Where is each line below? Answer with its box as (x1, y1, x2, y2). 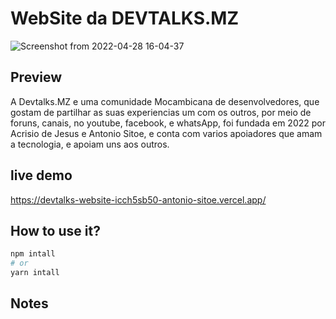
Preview (10, 69, 63, 86)
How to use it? (10, 222, 101, 239)
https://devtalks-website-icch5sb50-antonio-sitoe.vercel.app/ (10, 193, 267, 206)
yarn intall (10, 268, 60, 278)
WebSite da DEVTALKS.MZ (10, 7, 240, 30)
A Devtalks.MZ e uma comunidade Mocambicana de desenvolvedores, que (10, 95, 320, 107)
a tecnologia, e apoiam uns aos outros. (10, 138, 170, 150)
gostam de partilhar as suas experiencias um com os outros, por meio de (10, 106, 312, 118)
